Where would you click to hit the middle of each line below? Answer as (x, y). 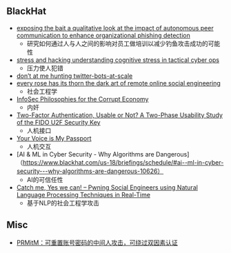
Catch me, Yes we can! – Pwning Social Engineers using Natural (107, 187)
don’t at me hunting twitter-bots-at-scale (74, 76)
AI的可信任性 (45, 179)
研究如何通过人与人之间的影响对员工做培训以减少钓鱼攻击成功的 (117, 43)
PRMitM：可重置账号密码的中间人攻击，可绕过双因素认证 (97, 242)
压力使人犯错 (45, 68)
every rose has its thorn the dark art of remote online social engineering (119, 83)
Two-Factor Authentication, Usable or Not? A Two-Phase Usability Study (120, 115)
